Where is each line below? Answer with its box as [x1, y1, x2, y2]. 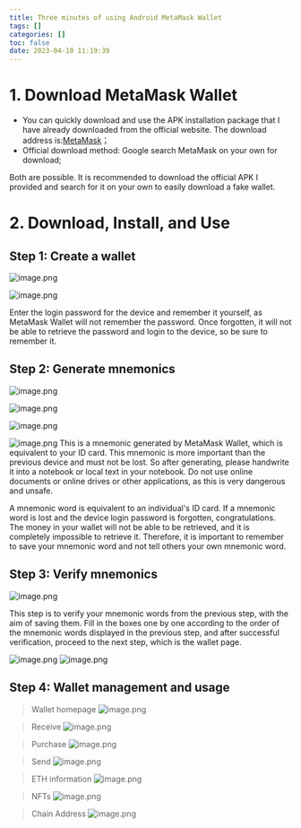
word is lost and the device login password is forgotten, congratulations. [9, 512, 276, 523]
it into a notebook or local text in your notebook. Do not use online [9, 466, 254, 476]
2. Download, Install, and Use [9, 213, 230, 233]
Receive [30, 721, 62, 732]
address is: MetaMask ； [21, 135, 110, 146]
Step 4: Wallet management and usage [9, 680, 230, 695]
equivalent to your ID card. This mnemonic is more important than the [9, 447, 266, 458]
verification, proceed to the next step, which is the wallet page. [9, 636, 242, 647]
